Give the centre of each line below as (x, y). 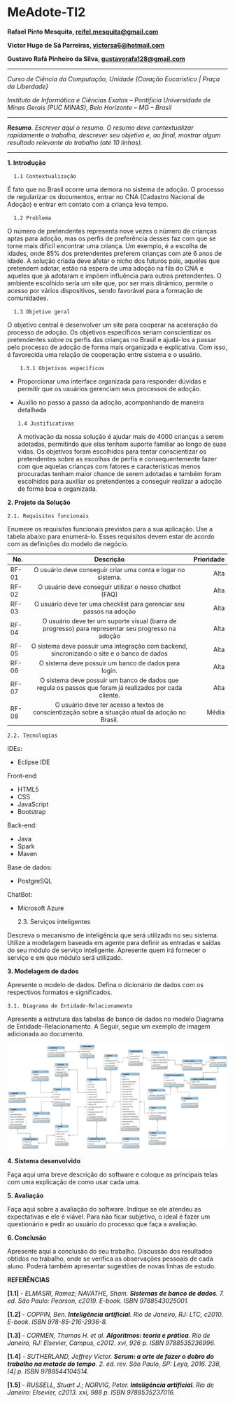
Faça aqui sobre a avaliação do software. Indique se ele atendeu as (104, 1209)
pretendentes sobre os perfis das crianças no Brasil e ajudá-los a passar (112, 339)
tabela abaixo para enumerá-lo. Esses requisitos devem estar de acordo (111, 536)
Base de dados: (30, 867)
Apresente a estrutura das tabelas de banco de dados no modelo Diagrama (115, 1019)
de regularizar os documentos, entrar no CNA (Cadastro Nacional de (106, 196)
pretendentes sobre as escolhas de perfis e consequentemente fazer (117, 459)
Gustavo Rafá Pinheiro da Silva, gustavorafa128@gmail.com (96, 59)
